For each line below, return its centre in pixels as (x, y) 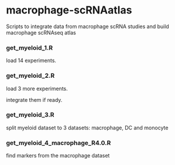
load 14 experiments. (31, 61)
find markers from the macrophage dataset (58, 156)
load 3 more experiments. (37, 88)
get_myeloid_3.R (30, 115)
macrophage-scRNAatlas (69, 10)
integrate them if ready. (34, 99)
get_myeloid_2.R (30, 75)
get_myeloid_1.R (30, 47)
